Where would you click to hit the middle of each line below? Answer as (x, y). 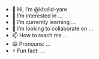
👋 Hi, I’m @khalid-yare (40, 9)
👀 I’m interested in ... (37, 16)
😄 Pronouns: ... (31, 44)
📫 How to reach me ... (40, 35)
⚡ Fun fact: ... (28, 51)
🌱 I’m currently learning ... (44, 22)
